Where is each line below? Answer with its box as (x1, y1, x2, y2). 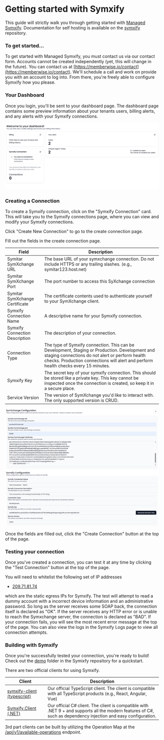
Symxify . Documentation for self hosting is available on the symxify (5, 24, 141, 30)
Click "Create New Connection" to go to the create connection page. (5, 229, 143, 235)
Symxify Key (7, 378, 33, 383)
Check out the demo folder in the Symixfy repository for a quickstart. (5, 658, 144, 664)
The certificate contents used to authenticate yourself (44, 293, 152, 299)
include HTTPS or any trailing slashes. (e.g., (44, 261, 132, 267)
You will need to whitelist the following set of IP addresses (5, 574, 122, 580)
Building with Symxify (5, 642, 59, 648)
